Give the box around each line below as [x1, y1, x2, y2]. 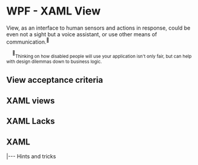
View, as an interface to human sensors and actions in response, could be [6, 24, 191, 31]
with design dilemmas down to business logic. [6, 59, 102, 65]
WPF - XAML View [6, 4, 101, 18]
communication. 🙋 [6, 37, 50, 45]
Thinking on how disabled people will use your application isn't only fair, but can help [15, 53, 192, 60]
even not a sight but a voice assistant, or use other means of [6, 30, 157, 37]
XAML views [6, 95, 55, 106]
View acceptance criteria [6, 75, 104, 85]
